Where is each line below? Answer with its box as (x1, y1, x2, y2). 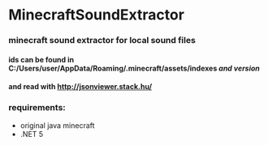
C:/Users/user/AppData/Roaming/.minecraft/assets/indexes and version (8, 63, 260, 73)
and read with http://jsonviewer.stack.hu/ (8, 82, 153, 92)
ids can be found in (8, 54, 75, 64)
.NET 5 (19, 129, 44, 139)
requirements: (8, 102, 67, 113)
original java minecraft (19, 120, 95, 130)
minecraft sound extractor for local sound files (8, 35, 197, 46)
